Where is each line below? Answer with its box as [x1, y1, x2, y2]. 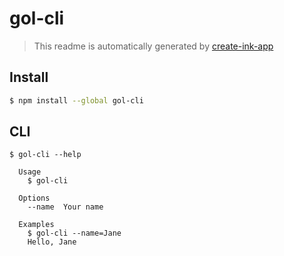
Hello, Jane [27, 237, 77, 247]
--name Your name [27, 202, 104, 212]
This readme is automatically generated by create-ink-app [33, 40, 274, 52]
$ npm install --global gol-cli [9, 95, 144, 106]
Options [18, 193, 51, 204]
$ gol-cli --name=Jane [27, 228, 122, 239]
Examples [18, 220, 55, 230]
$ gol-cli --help [9, 150, 82, 160]
